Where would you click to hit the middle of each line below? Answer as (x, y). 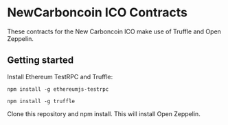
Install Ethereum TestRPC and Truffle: (60, 77)
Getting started (41, 60)
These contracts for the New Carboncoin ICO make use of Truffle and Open (114, 31)
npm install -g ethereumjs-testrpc (58, 89)
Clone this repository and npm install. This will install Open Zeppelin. (104, 113)
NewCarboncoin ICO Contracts (97, 13)
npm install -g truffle (41, 101)
